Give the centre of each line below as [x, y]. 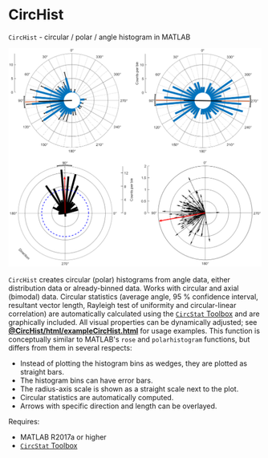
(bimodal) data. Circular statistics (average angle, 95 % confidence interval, [133, 296]
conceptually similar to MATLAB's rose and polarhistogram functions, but [129, 339]
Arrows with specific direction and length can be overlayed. [118, 406]
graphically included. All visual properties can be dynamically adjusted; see [133, 322]
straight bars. [42, 371]
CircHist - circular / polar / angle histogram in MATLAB [99, 37]
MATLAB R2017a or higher [63, 437]
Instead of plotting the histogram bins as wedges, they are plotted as [133, 363]
